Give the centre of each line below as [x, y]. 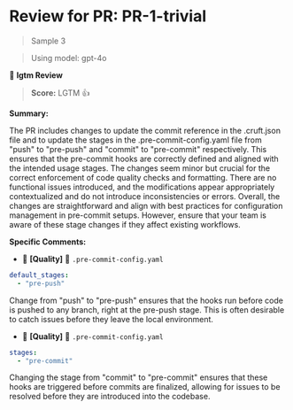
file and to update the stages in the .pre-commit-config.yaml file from [136, 140]
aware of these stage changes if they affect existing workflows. [125, 224]
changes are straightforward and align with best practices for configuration [146, 205]
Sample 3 [48, 41]
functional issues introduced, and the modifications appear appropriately [142, 187]
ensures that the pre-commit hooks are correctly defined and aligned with [144, 159]
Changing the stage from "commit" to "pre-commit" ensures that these [139, 377]
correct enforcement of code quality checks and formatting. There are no [143, 177]
